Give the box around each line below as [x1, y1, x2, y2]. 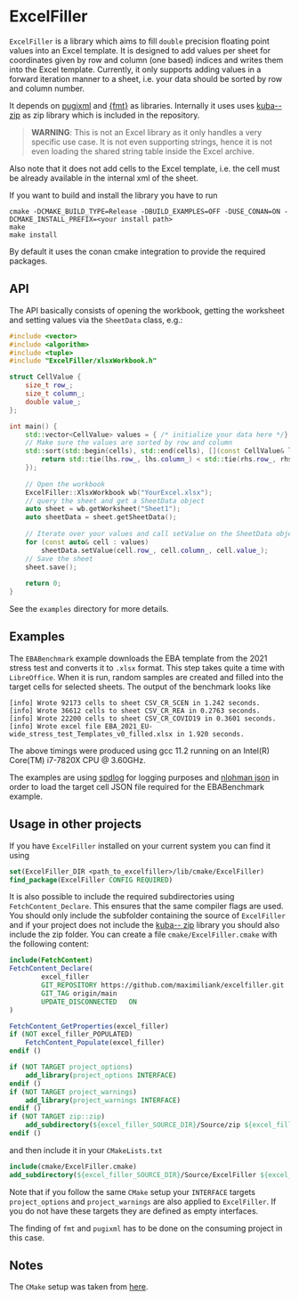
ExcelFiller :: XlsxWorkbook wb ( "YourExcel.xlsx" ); [25, 488, 214, 497]
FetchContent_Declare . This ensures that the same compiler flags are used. [9, 901, 284, 912]
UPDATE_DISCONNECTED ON [41, 997, 138, 1006]
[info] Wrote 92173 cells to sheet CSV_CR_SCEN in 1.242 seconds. [9, 698, 261, 707]
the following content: [9, 939, 89, 949]
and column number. [9, 83, 85, 94]
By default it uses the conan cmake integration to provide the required [9, 246, 266, 256]
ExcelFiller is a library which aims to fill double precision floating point [9, 36, 270, 46]
